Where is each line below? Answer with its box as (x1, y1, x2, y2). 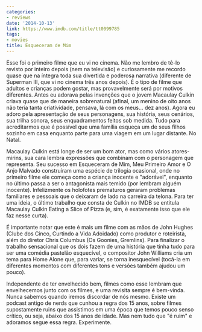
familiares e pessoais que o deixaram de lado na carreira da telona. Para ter (6, 193, 194, 200)
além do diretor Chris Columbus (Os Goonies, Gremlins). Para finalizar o (6, 236, 185, 243)
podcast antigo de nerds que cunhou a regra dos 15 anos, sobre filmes (6, 299, 182, 307)
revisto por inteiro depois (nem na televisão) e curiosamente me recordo (6, 65, 186, 72)
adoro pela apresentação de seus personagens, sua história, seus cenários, (6, 110, 195, 118)
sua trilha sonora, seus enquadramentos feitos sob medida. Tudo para (6, 117, 181, 124)
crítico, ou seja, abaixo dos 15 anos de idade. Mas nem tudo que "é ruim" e (6, 312, 192, 319)
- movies (6, 37, 28, 43)
